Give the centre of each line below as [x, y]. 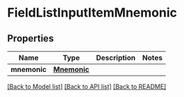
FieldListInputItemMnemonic [92, 13]
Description [116, 58]
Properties [31, 38]
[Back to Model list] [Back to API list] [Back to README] [87, 87]
